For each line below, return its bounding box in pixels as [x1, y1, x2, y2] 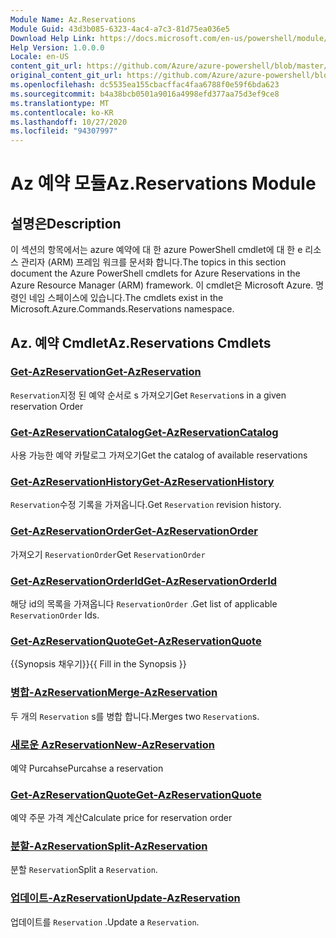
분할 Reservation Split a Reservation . [10, 864, 158, 876]
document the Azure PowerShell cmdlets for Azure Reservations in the [10, 267, 301, 280]
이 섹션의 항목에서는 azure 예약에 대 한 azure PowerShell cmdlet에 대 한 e [10, 244, 303, 256]
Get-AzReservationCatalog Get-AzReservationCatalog [10, 425, 279, 439]
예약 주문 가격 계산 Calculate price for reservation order [10, 812, 233, 824]
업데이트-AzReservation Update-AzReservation [10, 891, 241, 905]
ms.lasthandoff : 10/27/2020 [10, 117, 128, 127]
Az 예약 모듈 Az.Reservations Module [10, 172, 317, 195]
